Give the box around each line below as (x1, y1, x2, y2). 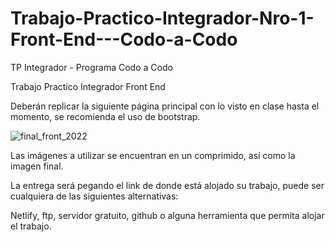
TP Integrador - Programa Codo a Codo (10, 61, 173, 73)
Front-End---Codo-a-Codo (10, 28, 238, 51)
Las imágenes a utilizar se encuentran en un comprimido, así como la (10, 149, 296, 161)
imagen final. (10, 160, 64, 172)
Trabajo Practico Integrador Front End (10, 80, 166, 92)
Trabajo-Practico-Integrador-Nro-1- (10, 7, 315, 30)
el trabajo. (10, 220, 52, 232)
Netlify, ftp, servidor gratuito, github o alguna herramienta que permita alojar (10, 209, 325, 221)
